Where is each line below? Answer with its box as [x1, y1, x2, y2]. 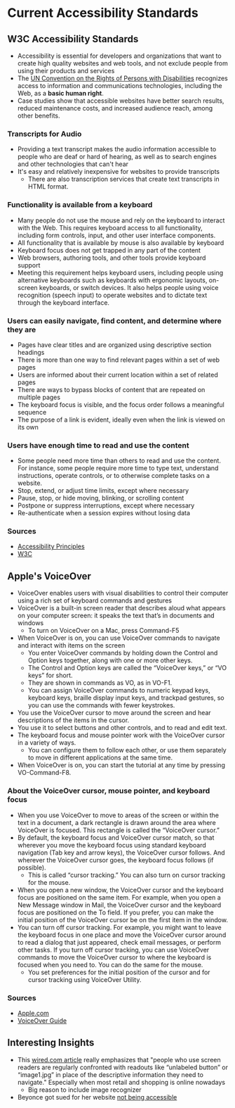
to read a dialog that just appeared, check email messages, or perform [17, 938, 221, 946]
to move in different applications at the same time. [27, 753, 173, 762]
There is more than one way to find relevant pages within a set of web [17, 355, 220, 364]
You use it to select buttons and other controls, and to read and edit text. [17, 724, 227, 732]
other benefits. [17, 111, 61, 120]
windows [17, 619, 44, 627]
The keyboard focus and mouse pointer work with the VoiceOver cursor [17, 731, 225, 740]
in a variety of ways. [17, 738, 76, 747]
